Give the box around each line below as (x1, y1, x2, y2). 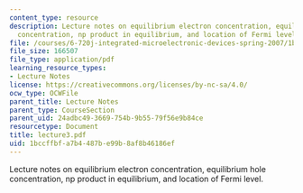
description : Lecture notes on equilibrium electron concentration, (9, 22, 272, 31)
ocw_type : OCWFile (9, 88, 78, 97)
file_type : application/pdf (9, 55, 115, 64)
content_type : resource (9, 13, 99, 23)
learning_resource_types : (9, 64, 106, 73)
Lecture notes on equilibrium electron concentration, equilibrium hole (9, 163, 266, 174)
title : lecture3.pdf (9, 131, 87, 140)
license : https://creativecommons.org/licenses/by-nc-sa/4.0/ (9, 80, 248, 89)
